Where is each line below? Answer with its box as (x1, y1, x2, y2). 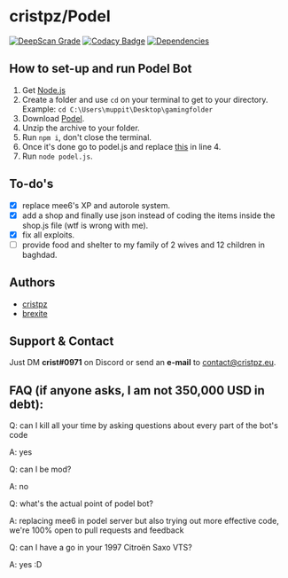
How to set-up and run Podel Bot (9, 61, 192, 76)
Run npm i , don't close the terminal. (21, 131, 152, 143)
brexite (21, 308, 48, 318)
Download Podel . (21, 113, 85, 123)
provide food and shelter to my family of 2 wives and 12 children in (21, 239, 266, 250)
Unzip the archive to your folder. (21, 122, 140, 133)
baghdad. (21, 249, 58, 260)
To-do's (9, 176, 54, 191)
